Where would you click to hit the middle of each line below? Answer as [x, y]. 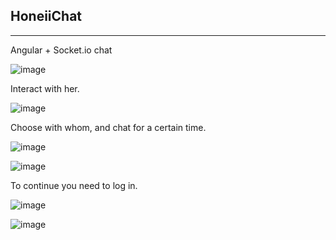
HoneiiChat [46, 16]
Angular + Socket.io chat [61, 50]
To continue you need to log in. [74, 185]
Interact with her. [45, 88]
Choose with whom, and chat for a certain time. [108, 127]
